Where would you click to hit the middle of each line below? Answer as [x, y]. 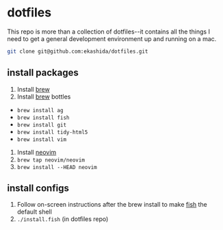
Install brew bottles [44, 97]
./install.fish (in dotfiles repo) [63, 219]
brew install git [42, 125]
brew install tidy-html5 [52, 132]
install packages [43, 73]
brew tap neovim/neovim [51, 160]
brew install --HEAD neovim [57, 167]
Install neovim [37, 152]
